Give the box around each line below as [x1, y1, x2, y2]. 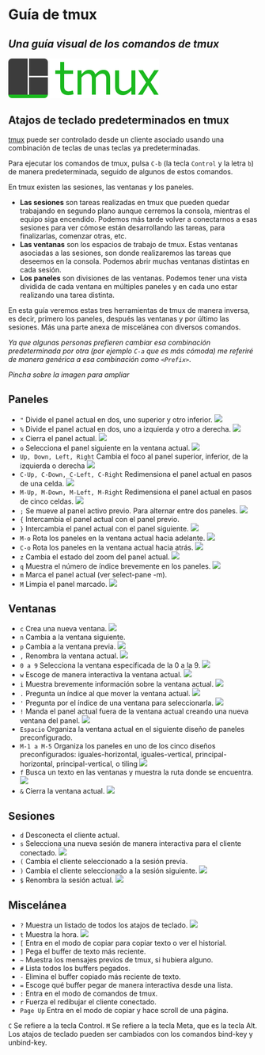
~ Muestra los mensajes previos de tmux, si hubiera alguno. [19, 955, 214, 965]
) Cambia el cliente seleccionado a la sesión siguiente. [19, 866, 198, 876]
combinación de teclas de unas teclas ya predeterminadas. [8, 143, 201, 152]
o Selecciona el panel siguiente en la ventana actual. [19, 443, 191, 452]
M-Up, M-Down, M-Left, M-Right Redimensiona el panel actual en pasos [19, 487, 252, 497]
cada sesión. [19, 265, 62, 274]
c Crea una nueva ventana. [19, 624, 108, 634]
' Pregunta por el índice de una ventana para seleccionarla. [19, 699, 214, 708]
